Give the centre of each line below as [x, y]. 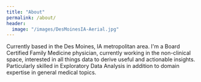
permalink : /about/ [31, 18]
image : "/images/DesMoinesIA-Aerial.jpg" [66, 29]
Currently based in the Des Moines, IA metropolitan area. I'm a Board [93, 47]
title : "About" [26, 12]
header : [16, 23]
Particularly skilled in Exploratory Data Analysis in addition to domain [93, 66]
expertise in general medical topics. [51, 73]
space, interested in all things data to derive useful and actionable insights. [101, 59]
